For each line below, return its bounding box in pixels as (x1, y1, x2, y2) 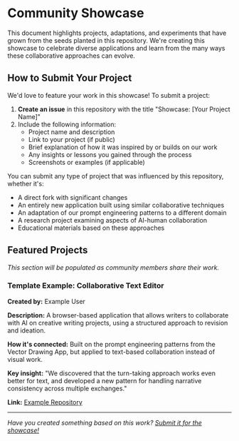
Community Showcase (7, 5, 144, 21)
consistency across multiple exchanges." (7, 384, 127, 392)
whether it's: (7, 179, 44, 188)
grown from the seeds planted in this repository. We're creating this (7, 36, 205, 44)
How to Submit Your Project (7, 72, 132, 84)
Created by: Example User (7, 297, 85, 305)
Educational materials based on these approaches (17, 223, 165, 232)
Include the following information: (17, 120, 116, 128)
